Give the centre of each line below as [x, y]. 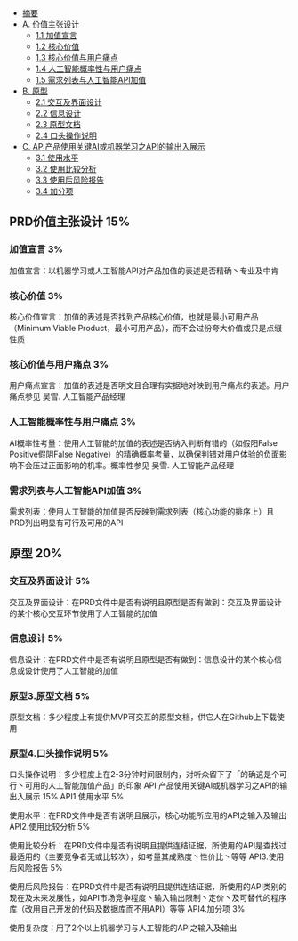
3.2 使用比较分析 [66, 169]
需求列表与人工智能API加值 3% [76, 491]
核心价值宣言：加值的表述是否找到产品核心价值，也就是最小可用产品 [134, 316]
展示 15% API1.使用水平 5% [74, 797]
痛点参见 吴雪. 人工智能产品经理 [67, 397]
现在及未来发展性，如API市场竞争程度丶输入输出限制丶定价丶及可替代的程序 [148, 898]
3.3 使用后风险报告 [70, 180]
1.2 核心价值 [57, 46]
